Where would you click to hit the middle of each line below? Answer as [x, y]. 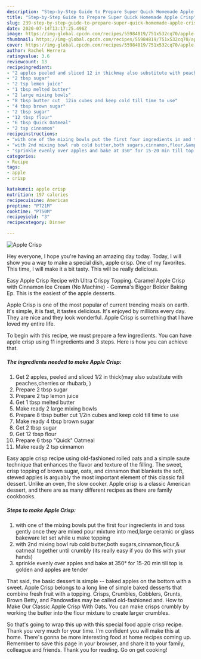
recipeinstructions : [33, 134]
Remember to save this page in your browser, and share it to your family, [96, 643]
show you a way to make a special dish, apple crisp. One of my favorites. [96, 263]
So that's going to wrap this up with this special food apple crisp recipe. [95, 624]
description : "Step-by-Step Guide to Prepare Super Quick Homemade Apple [101, 12]
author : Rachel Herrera [36, 51]
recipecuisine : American [38, 200]
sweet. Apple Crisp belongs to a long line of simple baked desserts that [95, 587]
